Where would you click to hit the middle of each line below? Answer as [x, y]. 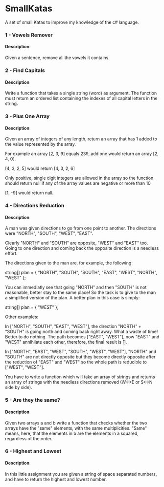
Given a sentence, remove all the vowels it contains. [58, 58]
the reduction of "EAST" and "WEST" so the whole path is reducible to [76, 362]
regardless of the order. [29, 438]
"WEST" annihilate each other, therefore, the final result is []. [66, 342]
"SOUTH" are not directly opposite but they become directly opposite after [80, 357]
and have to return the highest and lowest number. [56, 479]
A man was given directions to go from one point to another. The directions [81, 228]
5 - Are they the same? [33, 400]
